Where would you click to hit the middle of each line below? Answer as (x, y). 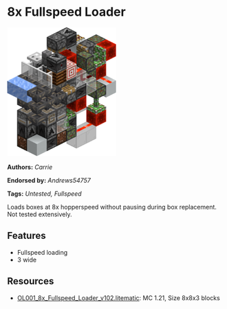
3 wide (26, 260)
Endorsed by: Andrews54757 (49, 180)
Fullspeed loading (42, 252)
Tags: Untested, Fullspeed (44, 194)
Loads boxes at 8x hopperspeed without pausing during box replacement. (112, 207)
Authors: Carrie (30, 167)
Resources (31, 281)
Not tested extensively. (40, 214)
